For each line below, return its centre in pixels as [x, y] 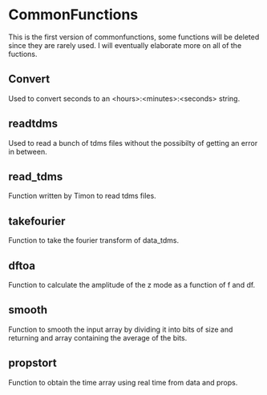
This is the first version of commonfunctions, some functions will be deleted [134, 37]
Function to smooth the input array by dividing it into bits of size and [121, 329]
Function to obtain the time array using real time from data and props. [123, 382]
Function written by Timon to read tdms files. [82, 196]
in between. [28, 151]
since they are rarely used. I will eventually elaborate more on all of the [125, 45]
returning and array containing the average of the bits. [98, 337]
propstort [33, 363]
